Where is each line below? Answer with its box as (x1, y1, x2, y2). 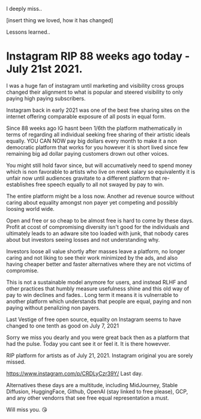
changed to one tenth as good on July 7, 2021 (6, 322, 119, 329)
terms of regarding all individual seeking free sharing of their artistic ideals (6, 130, 190, 138)
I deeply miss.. (6, 5, 42, 12)
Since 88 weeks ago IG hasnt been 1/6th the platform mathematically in (6, 124, 182, 132)
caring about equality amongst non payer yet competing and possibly (6, 198, 178, 206)
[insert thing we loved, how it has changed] (6, 17, 113, 23)
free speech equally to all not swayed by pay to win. (35, 180, 164, 188)
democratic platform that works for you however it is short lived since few (6, 144, 188, 151)
